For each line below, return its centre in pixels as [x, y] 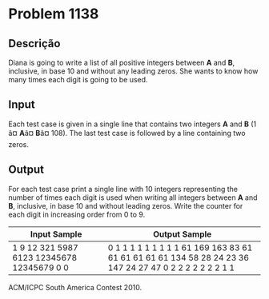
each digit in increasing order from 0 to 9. [77, 214]
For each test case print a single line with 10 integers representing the [123, 189]
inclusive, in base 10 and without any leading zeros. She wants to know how [133, 71]
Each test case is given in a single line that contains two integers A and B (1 [132, 124]
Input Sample [56, 234]
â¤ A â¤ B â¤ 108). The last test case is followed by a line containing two [127, 133]
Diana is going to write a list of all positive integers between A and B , [122, 62]
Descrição [34, 44]
